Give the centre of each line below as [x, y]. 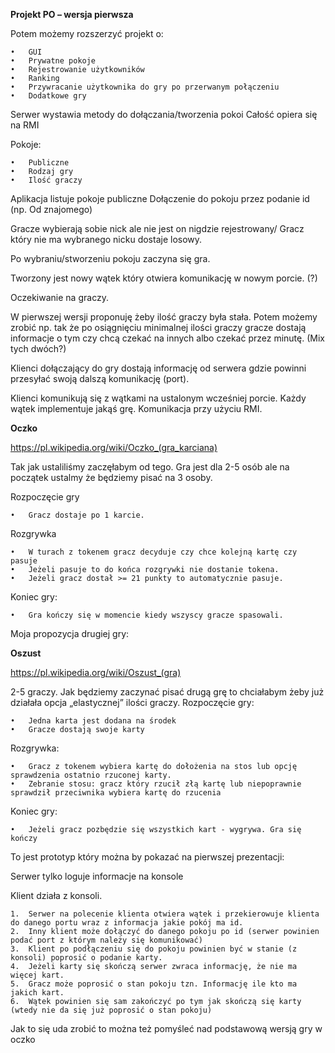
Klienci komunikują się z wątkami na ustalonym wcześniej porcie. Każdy [158, 398]
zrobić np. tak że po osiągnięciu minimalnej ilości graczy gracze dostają [158, 327]
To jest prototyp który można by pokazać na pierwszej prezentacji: [147, 857]
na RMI [25, 125]
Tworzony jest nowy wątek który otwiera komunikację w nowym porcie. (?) [164, 278]
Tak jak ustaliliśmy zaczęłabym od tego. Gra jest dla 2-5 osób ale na [150, 467]
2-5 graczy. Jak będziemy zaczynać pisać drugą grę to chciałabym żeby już [167, 692]
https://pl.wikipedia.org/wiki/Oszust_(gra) [96, 672]
